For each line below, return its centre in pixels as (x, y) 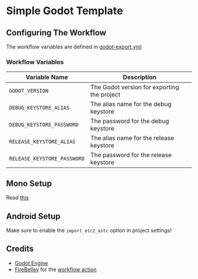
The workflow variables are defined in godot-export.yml (74, 47)
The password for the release (131, 155)
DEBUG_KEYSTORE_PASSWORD (44, 125)
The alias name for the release (132, 138)
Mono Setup (29, 183)
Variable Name (47, 77)
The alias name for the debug (131, 104)
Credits (20, 249)
